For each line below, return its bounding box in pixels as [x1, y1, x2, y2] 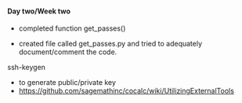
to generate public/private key [18, 78, 117, 87]
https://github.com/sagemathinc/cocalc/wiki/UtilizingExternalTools [18, 86, 234, 96]
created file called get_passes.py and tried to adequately [18, 39, 203, 49]
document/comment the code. [18, 47, 117, 57]
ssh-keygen [7, 63, 46, 72]
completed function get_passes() [18, 24, 126, 33]
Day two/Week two [7, 6, 71, 16]
